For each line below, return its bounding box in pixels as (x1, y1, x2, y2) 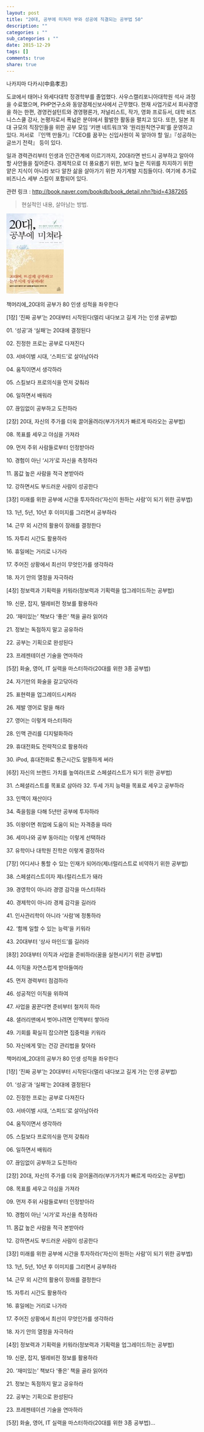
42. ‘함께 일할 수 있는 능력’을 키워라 (6, 925, 90, 932)
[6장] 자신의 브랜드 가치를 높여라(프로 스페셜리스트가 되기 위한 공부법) (6, 769, 173, 776)
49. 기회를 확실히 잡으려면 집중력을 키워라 (6, 1029, 106, 1036)
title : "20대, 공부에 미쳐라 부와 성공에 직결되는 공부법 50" (6, 16, 144, 23)
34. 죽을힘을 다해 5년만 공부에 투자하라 (6, 808, 100, 815)
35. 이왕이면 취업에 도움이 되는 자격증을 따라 (6, 821, 112, 828)
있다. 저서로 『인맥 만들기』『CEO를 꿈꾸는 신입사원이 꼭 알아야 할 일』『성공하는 (6, 131, 197, 138)
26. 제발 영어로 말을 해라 (6, 704, 65, 711)
